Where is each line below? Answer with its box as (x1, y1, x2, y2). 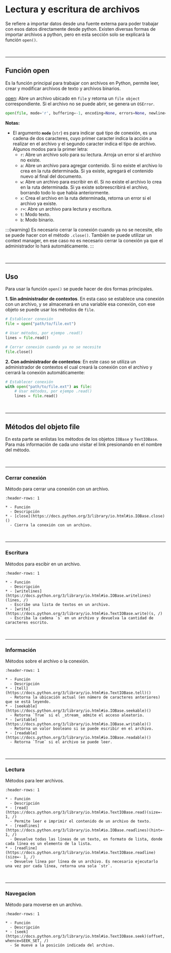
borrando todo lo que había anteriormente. (20, 189, 110, 195)
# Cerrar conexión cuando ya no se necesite (5, 344, 101, 350)
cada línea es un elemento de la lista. (5, 841, 93, 847)
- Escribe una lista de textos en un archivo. (10, 602, 110, 607)
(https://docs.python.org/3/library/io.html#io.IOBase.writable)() (5, 721, 152, 727)
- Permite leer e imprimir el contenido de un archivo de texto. (10, 819, 152, 824)
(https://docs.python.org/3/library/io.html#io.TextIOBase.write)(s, (5, 611, 156, 616)
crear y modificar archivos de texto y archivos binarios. (5, 85, 121, 92)
